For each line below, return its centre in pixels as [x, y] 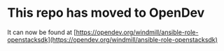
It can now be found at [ [42, 32]
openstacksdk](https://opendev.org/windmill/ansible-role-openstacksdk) [113, 39]
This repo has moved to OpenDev [106, 13]
